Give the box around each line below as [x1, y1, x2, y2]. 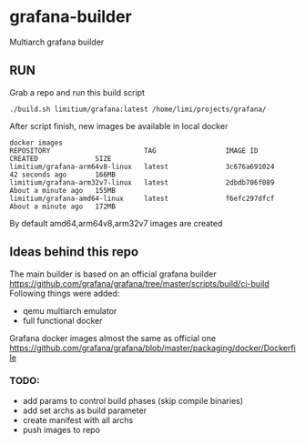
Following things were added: [9, 288, 120, 298]
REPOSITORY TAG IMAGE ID [9, 146, 259, 156]
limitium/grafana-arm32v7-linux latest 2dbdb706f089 [9, 177, 275, 187]
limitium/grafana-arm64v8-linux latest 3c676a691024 [9, 162, 275, 171]
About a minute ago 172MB [9, 202, 117, 211]
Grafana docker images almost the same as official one [9, 332, 217, 343]
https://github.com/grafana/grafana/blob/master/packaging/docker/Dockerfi [9, 342, 296, 353]
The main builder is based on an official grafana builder [9, 268, 217, 279]
